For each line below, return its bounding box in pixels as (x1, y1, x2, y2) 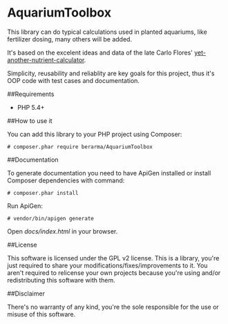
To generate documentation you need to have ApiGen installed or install (7, 169, 211, 177)
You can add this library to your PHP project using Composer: (7, 130, 182, 138)
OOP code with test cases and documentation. (7, 76, 140, 84)
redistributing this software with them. (7, 276, 115, 284)
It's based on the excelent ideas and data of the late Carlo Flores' (7, 48, 193, 57)
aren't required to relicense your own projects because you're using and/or (7, 268, 221, 277)
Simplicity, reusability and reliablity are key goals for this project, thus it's (7, 69, 215, 77)
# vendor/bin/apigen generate (7, 215, 95, 222)
